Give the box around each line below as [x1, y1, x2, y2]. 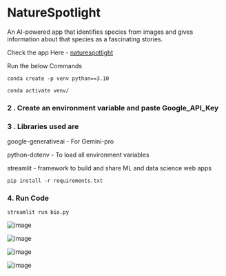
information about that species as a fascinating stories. [7, 34, 163, 43]
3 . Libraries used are [7, 121, 79, 131]
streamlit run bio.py [7, 209, 70, 216]
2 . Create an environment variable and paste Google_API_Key [7, 103, 219, 112]
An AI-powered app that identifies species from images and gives [7, 28, 194, 36]
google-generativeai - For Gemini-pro [7, 137, 114, 146]
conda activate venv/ [7, 87, 70, 94]
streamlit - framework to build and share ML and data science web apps [7, 164, 212, 172]
